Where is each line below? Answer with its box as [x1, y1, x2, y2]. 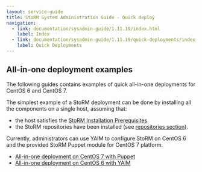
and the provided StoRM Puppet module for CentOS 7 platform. [6, 141, 163, 148]
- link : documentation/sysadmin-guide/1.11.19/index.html [11, 25, 161, 32]
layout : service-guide [6, 8, 63, 15]
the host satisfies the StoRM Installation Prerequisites [14, 117, 148, 124]
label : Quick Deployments [17, 43, 83, 49]
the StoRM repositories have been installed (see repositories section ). [14, 123, 189, 130]
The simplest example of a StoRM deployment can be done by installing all [6, 99, 192, 106]
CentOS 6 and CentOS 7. [6, 87, 68, 94]
